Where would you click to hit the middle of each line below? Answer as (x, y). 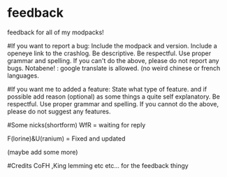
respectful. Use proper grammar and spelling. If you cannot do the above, (113, 104)
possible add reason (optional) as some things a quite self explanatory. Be (113, 97)
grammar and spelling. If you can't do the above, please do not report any (113, 60)
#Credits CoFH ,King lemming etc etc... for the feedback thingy (98, 165)
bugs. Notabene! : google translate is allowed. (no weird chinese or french (114, 68)
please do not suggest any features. (59, 111)
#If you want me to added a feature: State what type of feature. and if (107, 89)
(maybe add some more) (43, 152)
